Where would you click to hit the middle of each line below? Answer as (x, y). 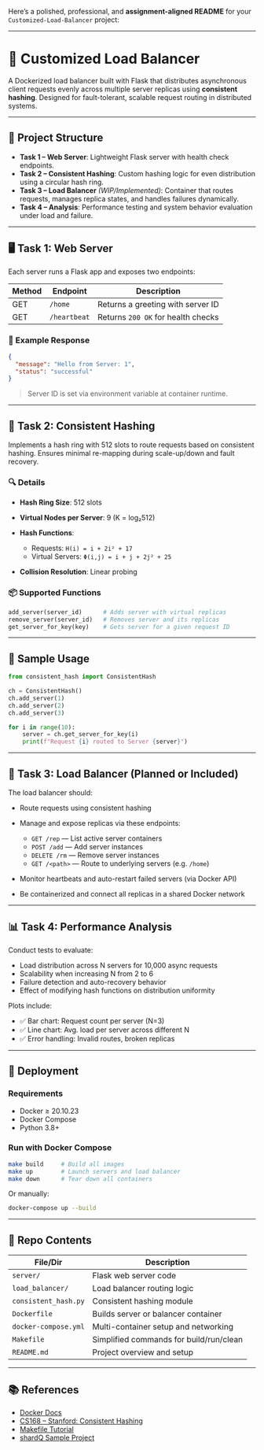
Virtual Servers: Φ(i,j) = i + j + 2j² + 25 (101, 557)
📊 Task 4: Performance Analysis (90, 927)
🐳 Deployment (43, 1071)
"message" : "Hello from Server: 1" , (75, 364)
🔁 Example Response (49, 340)
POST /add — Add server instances (87, 847)
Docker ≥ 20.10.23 (49, 1111)
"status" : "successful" (54, 372)
